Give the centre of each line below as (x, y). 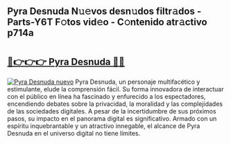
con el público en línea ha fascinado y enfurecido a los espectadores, (106, 97)
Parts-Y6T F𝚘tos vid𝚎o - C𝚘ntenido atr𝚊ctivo (107, 22)
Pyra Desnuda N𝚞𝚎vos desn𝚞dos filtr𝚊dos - (104, 11)
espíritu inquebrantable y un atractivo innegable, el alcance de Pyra (104, 126)
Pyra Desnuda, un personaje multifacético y (138, 82)
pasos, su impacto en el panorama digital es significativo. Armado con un (112, 118)
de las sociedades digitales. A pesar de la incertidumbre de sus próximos (112, 111)
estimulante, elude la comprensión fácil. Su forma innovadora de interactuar (115, 89)
